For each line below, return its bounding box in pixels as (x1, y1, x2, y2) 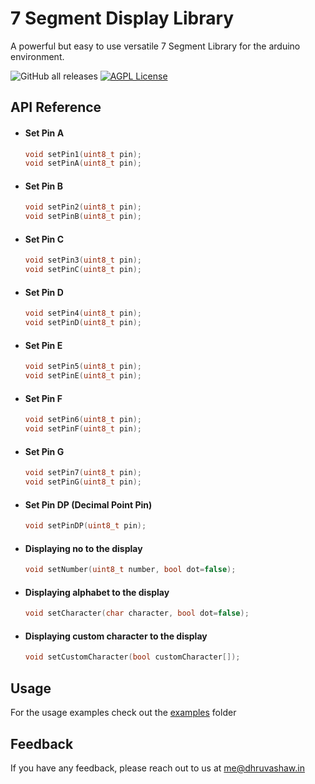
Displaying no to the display (24, 542, 143, 554)
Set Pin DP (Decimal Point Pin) (24, 498, 153, 511)
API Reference (10, 99, 102, 116)
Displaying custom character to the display (24, 630, 208, 642)
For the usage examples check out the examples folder (10, 707, 237, 719)
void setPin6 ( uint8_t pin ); (24, 415, 142, 425)
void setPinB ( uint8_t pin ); (24, 212, 142, 222)
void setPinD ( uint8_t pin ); (24, 318, 142, 328)
